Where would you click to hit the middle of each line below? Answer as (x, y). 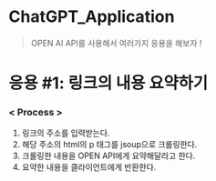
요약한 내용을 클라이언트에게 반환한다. (89, 167)
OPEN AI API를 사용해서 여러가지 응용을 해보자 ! (116, 43)
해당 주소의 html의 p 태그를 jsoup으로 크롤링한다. (109, 145)
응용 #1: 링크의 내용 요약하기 (108, 83)
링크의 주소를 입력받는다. (66, 133)
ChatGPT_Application (92, 17)
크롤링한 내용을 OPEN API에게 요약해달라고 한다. (108, 156)
